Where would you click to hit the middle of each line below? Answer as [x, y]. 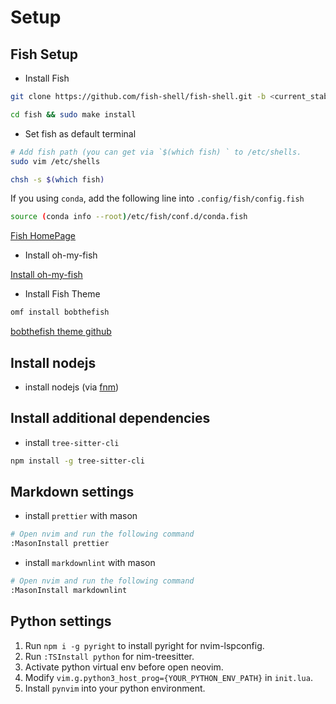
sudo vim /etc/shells [55, 161]
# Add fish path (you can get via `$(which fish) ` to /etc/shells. [156, 152]
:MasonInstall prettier [60, 544]
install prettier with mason [81, 516]
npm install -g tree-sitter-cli [77, 461]
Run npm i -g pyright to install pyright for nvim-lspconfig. [144, 645]
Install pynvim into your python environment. [115, 688]
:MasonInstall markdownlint [69, 591]
